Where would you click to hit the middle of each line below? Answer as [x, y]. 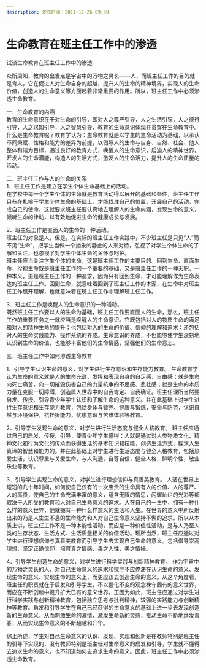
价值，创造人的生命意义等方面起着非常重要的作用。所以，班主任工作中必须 [100, 91]
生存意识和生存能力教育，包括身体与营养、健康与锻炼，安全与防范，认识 [103, 407]
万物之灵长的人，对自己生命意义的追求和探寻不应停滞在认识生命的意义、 [103, 569]
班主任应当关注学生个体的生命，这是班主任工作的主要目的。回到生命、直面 [100, 260]
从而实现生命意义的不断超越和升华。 [63, 623]
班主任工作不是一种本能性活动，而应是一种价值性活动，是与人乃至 [111, 525]
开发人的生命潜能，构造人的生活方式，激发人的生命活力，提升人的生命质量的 [103, 158]
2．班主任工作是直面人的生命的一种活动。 [59, 230]
